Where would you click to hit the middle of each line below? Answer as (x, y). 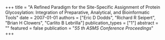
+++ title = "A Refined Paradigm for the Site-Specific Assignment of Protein (83, 7)
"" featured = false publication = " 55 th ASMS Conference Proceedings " (79, 28)
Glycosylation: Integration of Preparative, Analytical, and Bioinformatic (77, 12)
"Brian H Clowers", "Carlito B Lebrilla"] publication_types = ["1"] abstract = (82, 23)
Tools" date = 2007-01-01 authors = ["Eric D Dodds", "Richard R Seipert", (80, 18)
